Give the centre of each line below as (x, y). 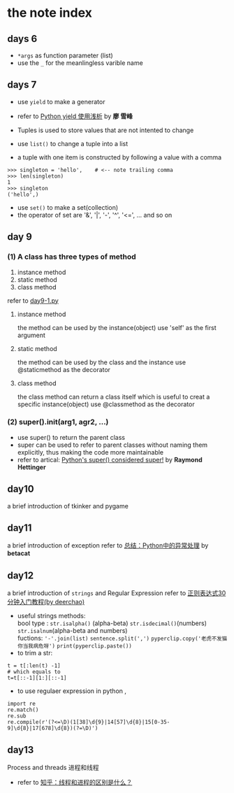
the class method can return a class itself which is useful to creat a (114, 396)
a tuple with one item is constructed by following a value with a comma (119, 157)
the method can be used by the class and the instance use (102, 362)
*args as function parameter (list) (65, 55)
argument (31, 335)
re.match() (23, 710)
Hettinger (32, 467)
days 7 (22, 85)
